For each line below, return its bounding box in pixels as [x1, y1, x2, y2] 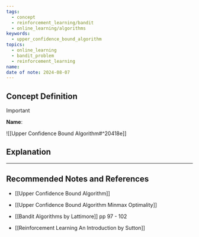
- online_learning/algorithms [11, 25, 86, 31]
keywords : [6, 31, 31, 37]
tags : [6, 8, 20, 15]
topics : [6, 42, 25, 48]
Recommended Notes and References [6, 174, 149, 184]
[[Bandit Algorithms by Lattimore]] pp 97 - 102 [14, 213, 127, 220]
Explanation [6, 147, 52, 157]
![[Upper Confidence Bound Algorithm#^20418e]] [6, 130, 127, 137]
